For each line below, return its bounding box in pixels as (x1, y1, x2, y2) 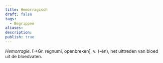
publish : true (5, 35, 35, 40)
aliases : (5, 26, 23, 31)
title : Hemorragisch (5, 7, 48, 12)
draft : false (5, 12, 32, 17)
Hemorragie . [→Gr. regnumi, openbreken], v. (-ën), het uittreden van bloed (5, 48, 159, 54)
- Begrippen (9, 21, 35, 26)
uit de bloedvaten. (5, 53, 42, 59)
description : (5, 30, 32, 35)
